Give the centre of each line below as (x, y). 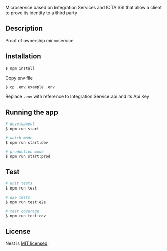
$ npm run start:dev (27, 142)
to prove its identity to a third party (41, 13)
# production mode (24, 151)
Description (24, 28)
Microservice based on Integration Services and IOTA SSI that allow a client (84, 7)
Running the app (32, 112)
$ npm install (20, 68)
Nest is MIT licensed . (27, 243)
